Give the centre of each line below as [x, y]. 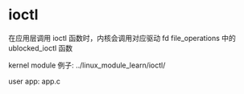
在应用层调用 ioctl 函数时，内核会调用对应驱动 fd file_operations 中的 [122, 38]
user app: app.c [35, 81]
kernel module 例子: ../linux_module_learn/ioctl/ [87, 65]
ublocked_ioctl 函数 [41, 48]
